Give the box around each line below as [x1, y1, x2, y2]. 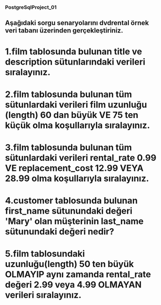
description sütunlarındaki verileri [5, 56, 145, 67]
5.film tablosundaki [5, 248, 85, 259]
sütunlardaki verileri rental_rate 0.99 [5, 152, 157, 163]
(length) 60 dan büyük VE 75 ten [5, 109, 139, 120]
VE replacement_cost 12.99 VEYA [5, 162, 143, 173]
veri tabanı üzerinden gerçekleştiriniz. [5, 26, 124, 35]
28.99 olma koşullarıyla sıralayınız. [5, 173, 149, 184]
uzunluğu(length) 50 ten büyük [5, 259, 134, 270]
